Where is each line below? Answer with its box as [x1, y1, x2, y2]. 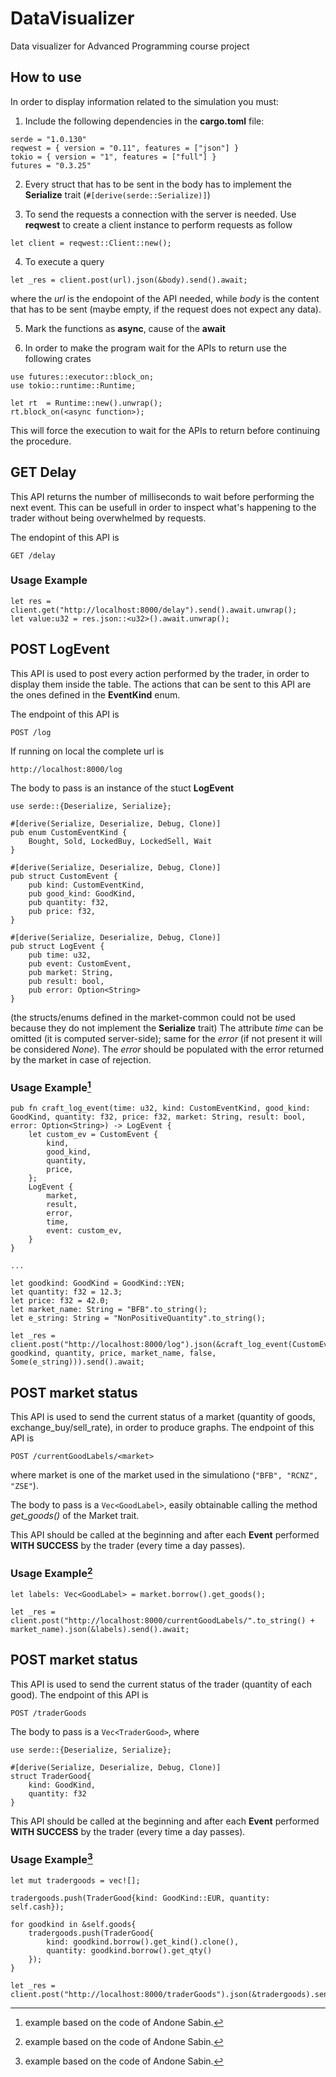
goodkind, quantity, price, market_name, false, [10, 1348, 217, 1359]
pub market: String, [28, 967, 114, 977]
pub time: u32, [28, 950, 92, 960]
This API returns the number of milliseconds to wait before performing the [10, 490, 315, 502]
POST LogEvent [10, 641, 110, 658]
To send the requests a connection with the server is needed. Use [24, 208, 297, 220]
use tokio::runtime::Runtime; [10, 380, 137, 391]
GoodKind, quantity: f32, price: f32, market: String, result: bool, [10, 1112, 307, 1122]
